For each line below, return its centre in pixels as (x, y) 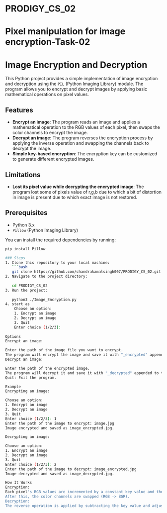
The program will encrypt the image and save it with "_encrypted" (77, 355)
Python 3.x (23, 225)
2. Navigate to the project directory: (46, 277)
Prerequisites (26, 213)
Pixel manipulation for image (65, 32)
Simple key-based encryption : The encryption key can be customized (85, 154)
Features (19, 110)
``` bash (20, 267)
